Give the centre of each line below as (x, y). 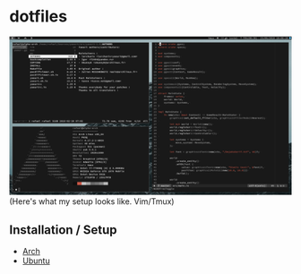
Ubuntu (36, 261)
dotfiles (39, 17)
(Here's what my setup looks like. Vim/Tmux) (92, 201)
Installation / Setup (63, 230)
